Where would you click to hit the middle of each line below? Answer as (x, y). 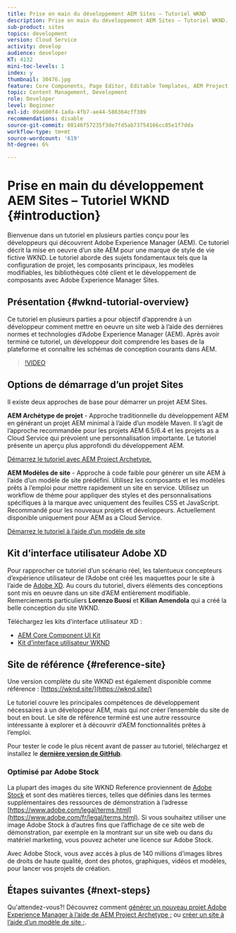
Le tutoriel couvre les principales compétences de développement (104, 703)
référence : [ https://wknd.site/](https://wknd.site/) (80, 689)
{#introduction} (54, 216)
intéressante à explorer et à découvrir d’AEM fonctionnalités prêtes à (107, 725)
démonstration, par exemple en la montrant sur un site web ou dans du (110, 832)
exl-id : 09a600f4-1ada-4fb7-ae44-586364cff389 (77, 112)
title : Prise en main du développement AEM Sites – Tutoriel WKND (107, 14)
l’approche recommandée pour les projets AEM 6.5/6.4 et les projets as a (113, 430)
